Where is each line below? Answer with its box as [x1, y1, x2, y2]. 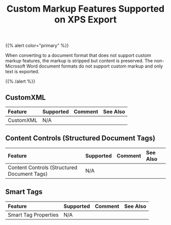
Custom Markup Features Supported [6, 3, 165, 15]
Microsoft [5, 63, 25, 69]
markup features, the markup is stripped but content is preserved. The [5, 58, 153, 64]
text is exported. [5, 69, 40, 75]
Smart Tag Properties [8, 211, 59, 218]
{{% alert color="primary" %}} [5, 43, 69, 49]
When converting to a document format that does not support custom [5, 52, 152, 58]
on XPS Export [54, 14, 117, 25]
